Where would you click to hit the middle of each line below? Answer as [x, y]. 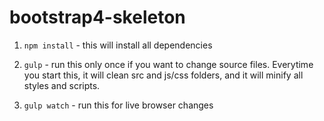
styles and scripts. [62, 85]
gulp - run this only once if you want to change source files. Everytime [168, 64]
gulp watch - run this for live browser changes [118, 105]
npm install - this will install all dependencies [118, 45]
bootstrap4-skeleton [97, 17]
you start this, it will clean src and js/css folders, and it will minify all [163, 75]
